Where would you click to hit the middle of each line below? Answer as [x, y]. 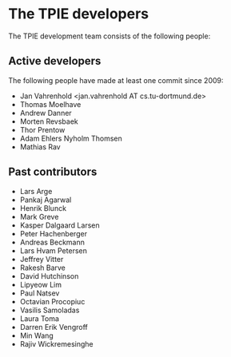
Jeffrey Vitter [42, 259]
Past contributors [53, 172]
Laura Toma [40, 318]
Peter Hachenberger [54, 233]
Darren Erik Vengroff [54, 327]
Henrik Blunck [43, 208]
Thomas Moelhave [50, 104]
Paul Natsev [40, 293]
